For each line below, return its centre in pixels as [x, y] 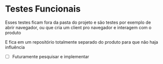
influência [15, 47]
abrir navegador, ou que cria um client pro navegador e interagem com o [78, 27]
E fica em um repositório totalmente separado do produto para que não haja [81, 42]
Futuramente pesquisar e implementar [51, 56]
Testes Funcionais [43, 9]
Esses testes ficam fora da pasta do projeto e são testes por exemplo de [78, 22]
